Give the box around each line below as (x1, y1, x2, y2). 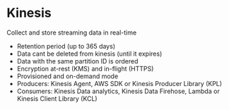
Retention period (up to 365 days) (16, 42, 116, 50)
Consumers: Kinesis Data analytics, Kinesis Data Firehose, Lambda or (16, 87, 220, 95)
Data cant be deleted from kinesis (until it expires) (16, 49, 163, 58)
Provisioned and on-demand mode (16, 72, 119, 80)
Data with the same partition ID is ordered (16, 56, 139, 65)
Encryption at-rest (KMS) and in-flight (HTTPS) (16, 64, 154, 73)
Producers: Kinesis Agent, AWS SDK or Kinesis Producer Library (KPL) (16, 79, 223, 87)
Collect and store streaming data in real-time (6, 28, 137, 37)
